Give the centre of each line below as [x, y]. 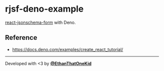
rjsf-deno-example [44, 9]
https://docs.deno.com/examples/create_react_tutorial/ [68, 49]
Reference [21, 38]
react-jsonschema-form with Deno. [41, 22]
